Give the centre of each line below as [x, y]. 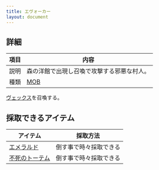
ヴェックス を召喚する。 [34, 98]
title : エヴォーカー [28, 11]
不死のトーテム [30, 158]
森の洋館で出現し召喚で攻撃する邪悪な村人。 [89, 71]
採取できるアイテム [40, 118]
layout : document [27, 17]
